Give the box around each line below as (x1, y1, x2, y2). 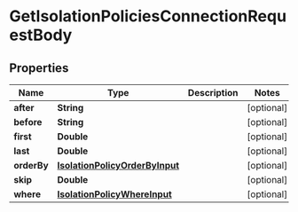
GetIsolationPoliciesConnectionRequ (9, 6, 286, 27)
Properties (9, 60, 69, 75)
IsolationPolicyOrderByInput (57, 160, 180, 171)
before (13, 116, 43, 128)
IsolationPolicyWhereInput (57, 188, 172, 200)
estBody (9, 25, 73, 45)
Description (187, 87, 239, 98)
